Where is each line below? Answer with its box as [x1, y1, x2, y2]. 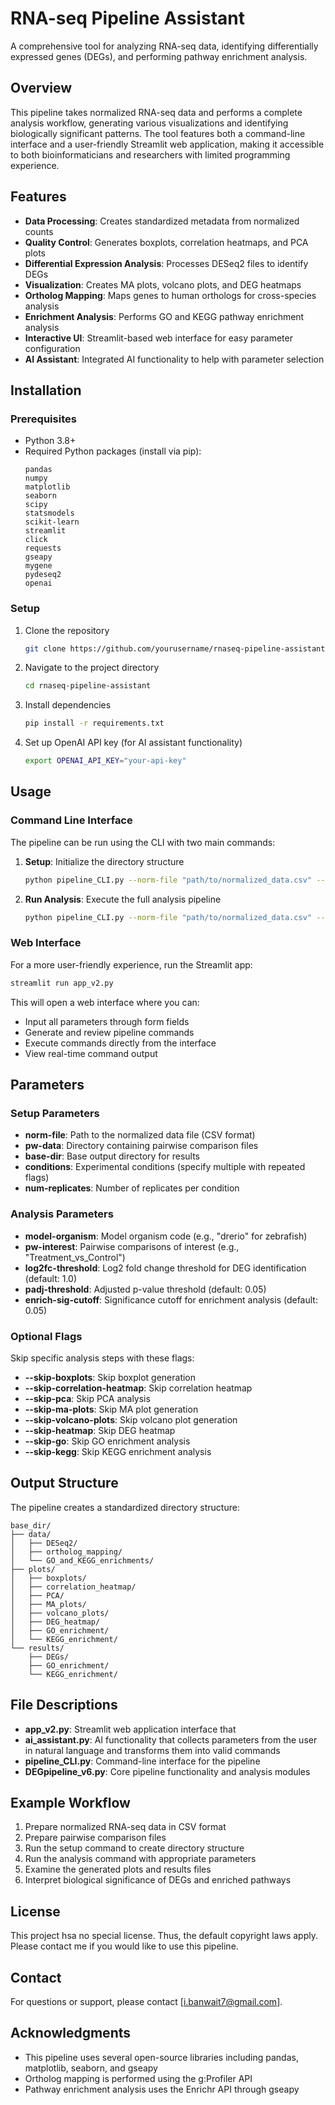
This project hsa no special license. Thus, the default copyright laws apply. [10, 1930, 319, 1942]
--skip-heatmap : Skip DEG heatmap [24, 1424, 176, 1436]
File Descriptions [10, 1697, 118, 1714]
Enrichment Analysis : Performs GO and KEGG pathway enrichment [24, 310, 305, 322]
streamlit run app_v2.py [10, 978, 114, 988]
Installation [10, 382, 82, 399]
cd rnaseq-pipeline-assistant [24, 681, 152, 691]
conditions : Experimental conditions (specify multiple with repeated [24, 1161, 306, 1173]
